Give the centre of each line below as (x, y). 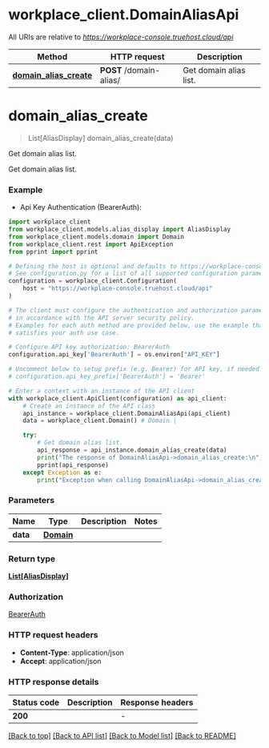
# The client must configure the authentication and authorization (123, 310)
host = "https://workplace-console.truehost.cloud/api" (118, 289)
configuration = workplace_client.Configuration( (93, 281)
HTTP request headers (53, 635)
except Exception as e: (62, 473)
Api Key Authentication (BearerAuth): (80, 207)
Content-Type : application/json (72, 652)
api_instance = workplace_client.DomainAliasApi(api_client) (126, 413)
